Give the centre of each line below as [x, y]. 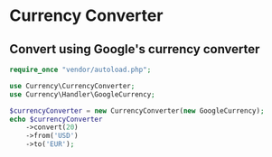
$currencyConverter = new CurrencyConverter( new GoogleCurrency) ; [137, 111]
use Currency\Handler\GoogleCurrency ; [82, 94]
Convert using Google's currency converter [135, 49]
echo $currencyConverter [56, 119]
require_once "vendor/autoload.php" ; [80, 69]
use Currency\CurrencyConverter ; [72, 86]
